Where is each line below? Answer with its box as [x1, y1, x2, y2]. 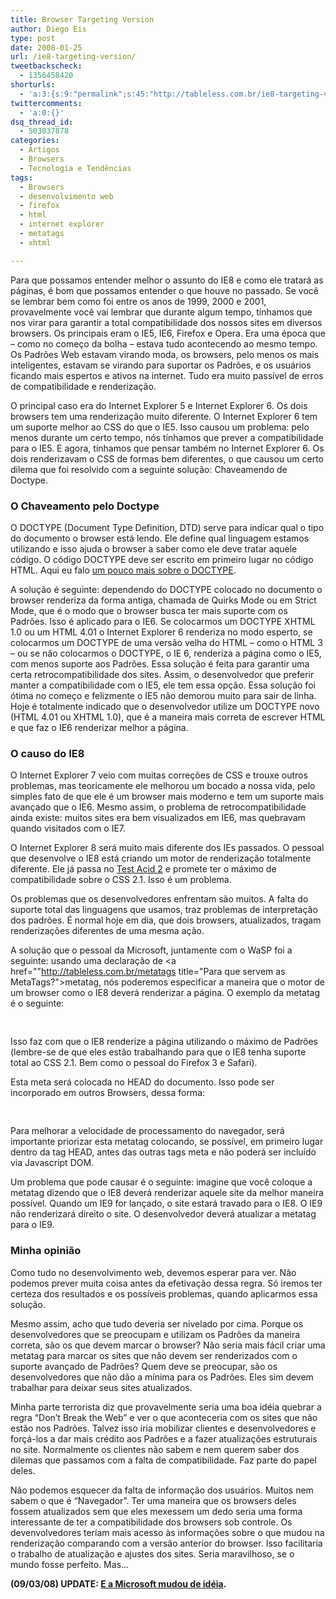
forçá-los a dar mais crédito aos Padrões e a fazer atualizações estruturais [10, 1432, 318, 1445]
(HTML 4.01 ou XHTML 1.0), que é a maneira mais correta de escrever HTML [10, 711, 326, 723]
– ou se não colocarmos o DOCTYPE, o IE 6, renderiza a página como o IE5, [10, 647, 322, 659]
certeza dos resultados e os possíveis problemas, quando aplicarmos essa [10, 1287, 318, 1300]
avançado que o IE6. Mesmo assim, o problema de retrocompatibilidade [10, 801, 307, 813]
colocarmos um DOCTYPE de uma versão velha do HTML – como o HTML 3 [10, 636, 323, 648]
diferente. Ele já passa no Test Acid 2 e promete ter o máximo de [10, 863, 277, 875]
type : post [10, 33, 56, 43]
